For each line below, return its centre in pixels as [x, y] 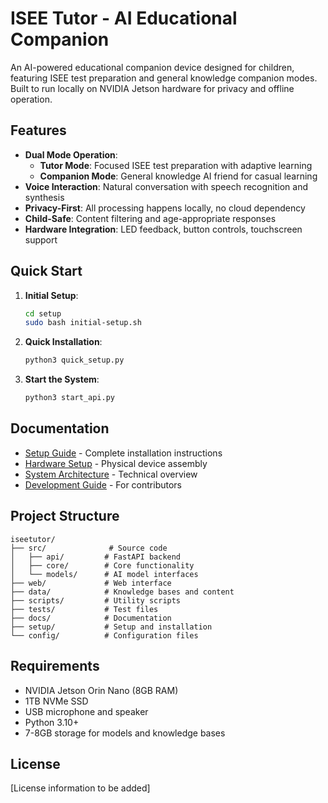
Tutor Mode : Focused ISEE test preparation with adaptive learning [176, 165]
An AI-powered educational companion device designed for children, [152, 67]
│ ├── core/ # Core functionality [102, 565]
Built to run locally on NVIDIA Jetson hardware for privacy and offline [152, 88]
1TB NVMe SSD [56, 701]
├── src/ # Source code [89, 548]
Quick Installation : [63, 342]
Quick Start [46, 271]
